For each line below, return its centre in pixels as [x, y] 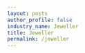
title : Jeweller [30, 33]
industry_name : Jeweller [43, 26]
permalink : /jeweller [38, 39]
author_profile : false [40, 20]
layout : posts [28, 13]
